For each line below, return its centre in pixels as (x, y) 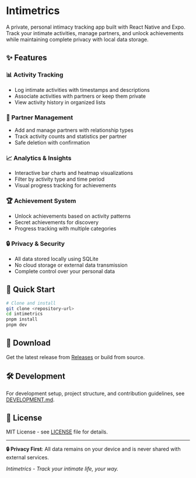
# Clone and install (31, 303)
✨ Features (27, 58)
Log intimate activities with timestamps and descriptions (82, 90)
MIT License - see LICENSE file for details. (57, 432)
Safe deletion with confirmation (52, 142)
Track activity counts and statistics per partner (71, 136)
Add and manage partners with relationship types (74, 130)
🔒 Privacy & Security (36, 244)
